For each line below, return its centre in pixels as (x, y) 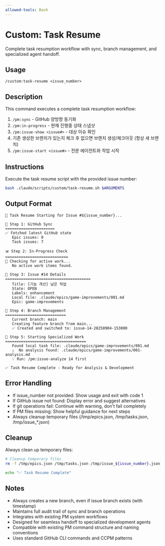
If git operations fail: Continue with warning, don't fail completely (79, 406)
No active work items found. (42, 265)
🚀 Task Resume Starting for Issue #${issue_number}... (64, 215)
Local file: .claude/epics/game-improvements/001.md (68, 297)
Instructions (25, 167)
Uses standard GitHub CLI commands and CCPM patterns (72, 538)
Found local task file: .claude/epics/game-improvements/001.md (80, 346)
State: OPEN (24, 289)
